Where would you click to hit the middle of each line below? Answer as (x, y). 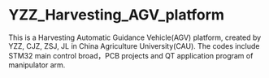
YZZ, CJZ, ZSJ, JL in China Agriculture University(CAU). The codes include (134, 45)
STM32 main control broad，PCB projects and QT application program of (131, 55)
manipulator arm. (37, 65)
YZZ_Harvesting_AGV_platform (117, 15)
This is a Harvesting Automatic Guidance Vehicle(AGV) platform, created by (135, 37)
